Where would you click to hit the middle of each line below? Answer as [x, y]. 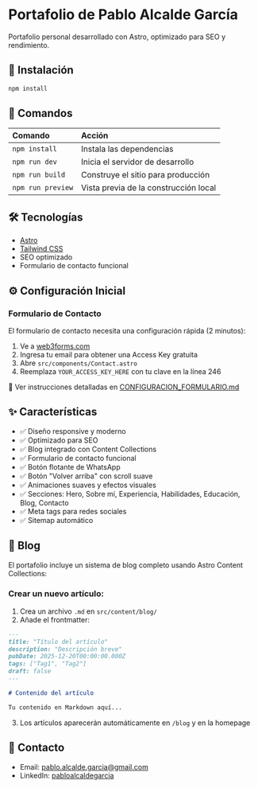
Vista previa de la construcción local [148, 188]
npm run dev [35, 162]
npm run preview [43, 188]
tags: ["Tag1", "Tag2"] [48, 664]
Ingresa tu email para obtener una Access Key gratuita [109, 354]
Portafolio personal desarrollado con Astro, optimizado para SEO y [117, 37]
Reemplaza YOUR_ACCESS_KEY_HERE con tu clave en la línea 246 [120, 371]
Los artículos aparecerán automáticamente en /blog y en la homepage [135, 723]
